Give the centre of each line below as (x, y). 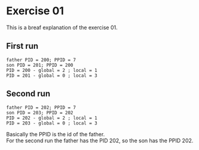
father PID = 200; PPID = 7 (41, 60)
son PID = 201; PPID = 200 (40, 65)
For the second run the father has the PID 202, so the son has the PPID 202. (100, 140)
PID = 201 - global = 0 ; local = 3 (52, 76)
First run (22, 46)
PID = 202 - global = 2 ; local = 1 (52, 118)
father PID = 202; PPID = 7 (41, 107)
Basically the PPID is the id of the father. (56, 134)
